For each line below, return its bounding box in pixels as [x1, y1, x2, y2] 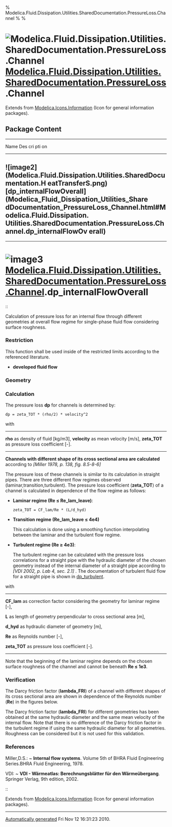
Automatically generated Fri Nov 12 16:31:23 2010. [5, 816, 111, 822]
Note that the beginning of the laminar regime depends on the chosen [5, 658, 153, 664]
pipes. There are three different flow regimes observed [5, 477, 121, 483]
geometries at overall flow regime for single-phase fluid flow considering [5, 318, 159, 325]
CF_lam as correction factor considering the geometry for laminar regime [5, 598, 160, 604]
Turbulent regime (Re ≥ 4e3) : [12, 542, 76, 548]
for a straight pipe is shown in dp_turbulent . [12, 574, 105, 580]
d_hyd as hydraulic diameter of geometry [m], [5, 623, 102, 630]
